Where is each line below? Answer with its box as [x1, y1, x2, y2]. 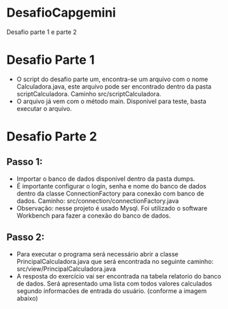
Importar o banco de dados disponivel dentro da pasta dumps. [16, 175, 195, 183]
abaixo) [16, 294, 39, 302]
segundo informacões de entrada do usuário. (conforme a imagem [16, 286, 207, 295]
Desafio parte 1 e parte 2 [6, 28, 77, 36]
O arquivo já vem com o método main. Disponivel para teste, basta [16, 97, 207, 105]
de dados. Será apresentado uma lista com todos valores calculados [16, 279, 213, 288]
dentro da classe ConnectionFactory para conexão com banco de [16, 189, 204, 197]
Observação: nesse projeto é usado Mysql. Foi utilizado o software [16, 204, 208, 212]
